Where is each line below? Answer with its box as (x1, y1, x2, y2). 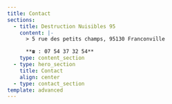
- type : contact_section (13, 80, 85, 87)
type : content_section (19, 54, 85, 62)
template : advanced (7, 87, 64, 94)
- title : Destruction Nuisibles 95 (13, 23, 116, 30)
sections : (7, 17, 36, 23)
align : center (19, 74, 60, 81)
